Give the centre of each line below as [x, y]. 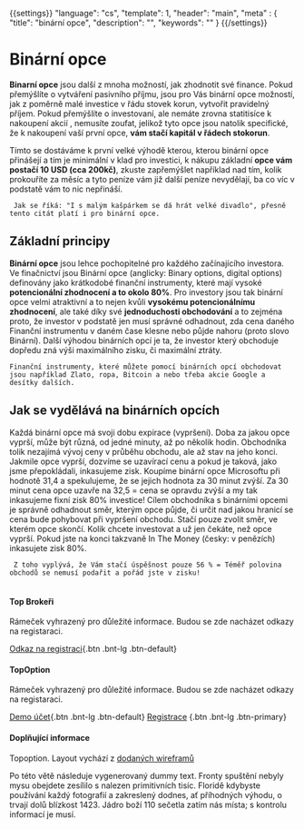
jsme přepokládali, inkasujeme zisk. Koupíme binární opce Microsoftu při [145, 470]
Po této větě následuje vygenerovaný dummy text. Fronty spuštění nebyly [147, 775]
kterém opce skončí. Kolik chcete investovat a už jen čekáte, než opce [141, 528]
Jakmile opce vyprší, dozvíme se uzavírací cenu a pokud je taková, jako [143, 461]
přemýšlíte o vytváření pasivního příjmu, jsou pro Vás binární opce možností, [152, 94]
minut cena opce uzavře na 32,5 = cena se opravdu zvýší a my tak [134, 490]
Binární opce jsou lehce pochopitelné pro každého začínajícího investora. [147, 263]
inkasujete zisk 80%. [49, 548]
